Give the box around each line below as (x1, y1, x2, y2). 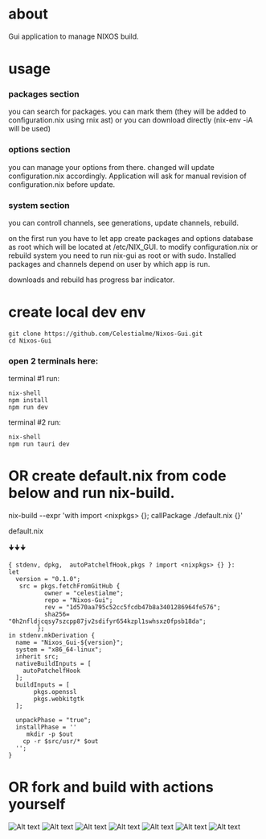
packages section (8, 89, 80, 100)
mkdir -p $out (26, 730, 74, 738)
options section (8, 144, 71, 156)
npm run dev (8, 404, 48, 412)
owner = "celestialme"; (43, 589, 125, 597)
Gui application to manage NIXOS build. (8, 31, 139, 41)
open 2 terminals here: (8, 355, 99, 367)
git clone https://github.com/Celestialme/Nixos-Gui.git (8, 330, 203, 338)
